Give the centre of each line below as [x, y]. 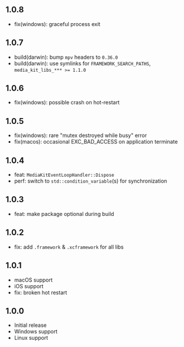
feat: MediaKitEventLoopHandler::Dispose [64, 175]
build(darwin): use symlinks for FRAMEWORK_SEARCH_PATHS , [83, 63]
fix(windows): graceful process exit [57, 24]
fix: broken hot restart [41, 292]
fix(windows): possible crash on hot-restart [67, 103]
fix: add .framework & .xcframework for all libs [69, 247]
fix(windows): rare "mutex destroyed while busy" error [80, 135]
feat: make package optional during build [64, 214]
